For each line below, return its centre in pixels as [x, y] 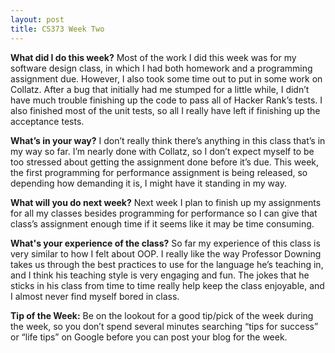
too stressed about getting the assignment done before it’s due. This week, [165, 162]
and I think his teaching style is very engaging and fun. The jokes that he [160, 275]
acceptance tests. [47, 121]
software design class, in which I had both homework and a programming [161, 68]
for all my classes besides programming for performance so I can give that [164, 213]
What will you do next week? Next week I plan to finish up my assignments [166, 202]
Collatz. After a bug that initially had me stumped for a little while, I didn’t [160, 89]
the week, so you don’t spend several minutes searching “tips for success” [164, 326]
